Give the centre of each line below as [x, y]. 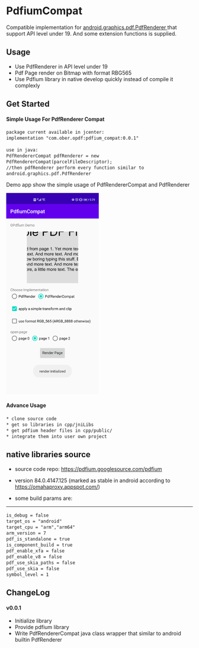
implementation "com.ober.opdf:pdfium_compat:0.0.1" [73, 138]
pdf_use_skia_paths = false [41, 563]
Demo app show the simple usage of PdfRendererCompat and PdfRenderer [98, 185]
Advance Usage [26, 405]
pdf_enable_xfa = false [36, 551]
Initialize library [33, 621]
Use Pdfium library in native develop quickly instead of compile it [94, 79]
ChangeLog [28, 593]
